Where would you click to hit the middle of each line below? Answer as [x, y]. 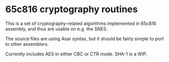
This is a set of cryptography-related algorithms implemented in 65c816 [81, 23]
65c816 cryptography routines [72, 9]
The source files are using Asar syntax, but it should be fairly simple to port [84, 39]
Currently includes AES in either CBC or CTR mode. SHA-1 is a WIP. [76, 54]
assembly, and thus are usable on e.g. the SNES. [57, 28]
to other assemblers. [27, 44]
